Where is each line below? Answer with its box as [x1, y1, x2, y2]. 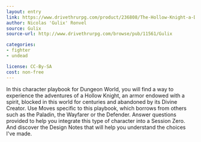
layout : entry [6, 8, 42, 15]
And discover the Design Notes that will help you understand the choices [6, 124, 186, 131]
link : [6, 14, 20, 20]
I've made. [6, 129, 32, 137]
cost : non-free [6, 69, 44, 75]
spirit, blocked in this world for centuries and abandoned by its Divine [6, 98, 178, 105]
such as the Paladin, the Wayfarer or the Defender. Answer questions [6, 111, 176, 118]
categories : [6, 42, 36, 48]
